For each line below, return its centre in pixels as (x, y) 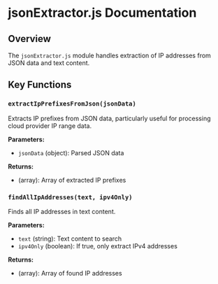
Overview (30, 39)
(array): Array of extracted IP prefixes (72, 180)
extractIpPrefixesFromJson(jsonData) (72, 104)
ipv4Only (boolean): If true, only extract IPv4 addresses (97, 246)
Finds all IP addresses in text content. (62, 211)
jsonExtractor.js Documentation (102, 13)
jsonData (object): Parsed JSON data (71, 152)
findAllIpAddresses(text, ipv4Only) (70, 197)
